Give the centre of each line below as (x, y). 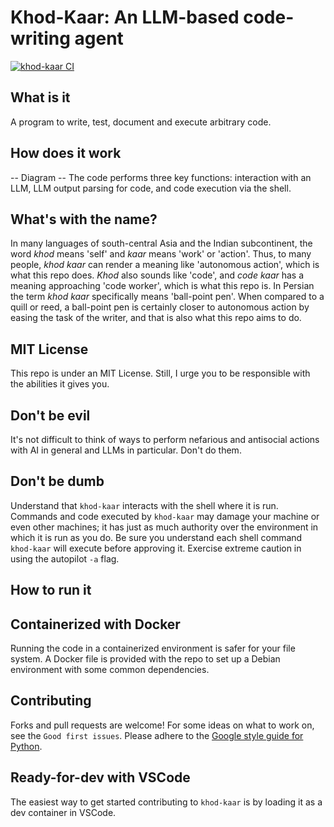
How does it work (66, 153)
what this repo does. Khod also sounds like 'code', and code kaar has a (157, 275)
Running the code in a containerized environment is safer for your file (153, 648)
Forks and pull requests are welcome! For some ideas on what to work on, (162, 725)
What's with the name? (84, 219)
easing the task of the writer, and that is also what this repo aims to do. (156, 318)
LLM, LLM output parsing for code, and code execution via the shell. (151, 188)
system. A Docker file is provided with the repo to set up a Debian (145, 659)
